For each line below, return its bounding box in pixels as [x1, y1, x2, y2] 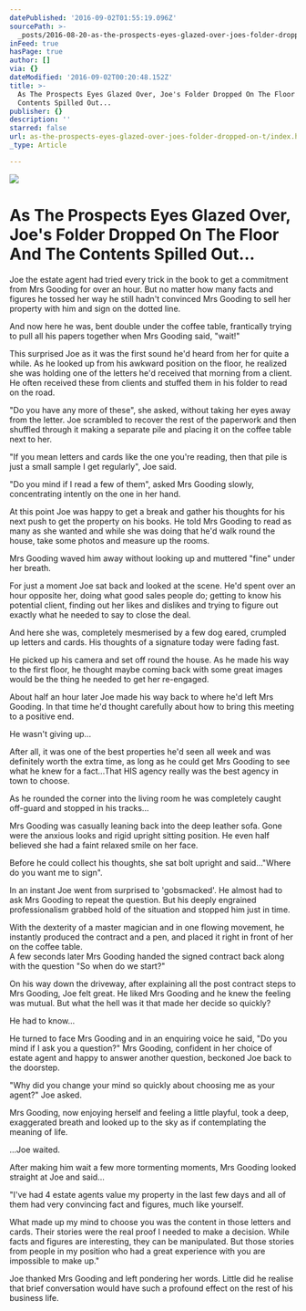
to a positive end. [9, 711, 75, 722]
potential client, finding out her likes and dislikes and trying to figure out [9, 599, 279, 610]
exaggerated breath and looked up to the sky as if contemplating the [9, 1117, 267, 1128]
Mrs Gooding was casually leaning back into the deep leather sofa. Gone [9, 820, 282, 831]
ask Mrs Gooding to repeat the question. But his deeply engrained [9, 894, 257, 905]
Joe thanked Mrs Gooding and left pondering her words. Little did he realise [9, 1273, 294, 1284]
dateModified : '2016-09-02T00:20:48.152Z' [9, 73, 173, 82]
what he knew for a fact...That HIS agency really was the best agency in [9, 765, 280, 776]
